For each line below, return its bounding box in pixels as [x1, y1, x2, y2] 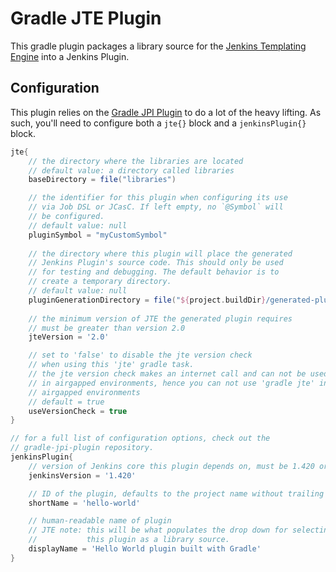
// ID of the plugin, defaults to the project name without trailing [28, 488, 325, 499]
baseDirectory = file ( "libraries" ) [28, 175, 177, 185]
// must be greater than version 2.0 [28, 323, 186, 333]
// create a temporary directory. [28, 277, 172, 287]
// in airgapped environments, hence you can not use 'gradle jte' [28, 378, 315, 388]
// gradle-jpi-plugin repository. [10, 443, 155, 453]
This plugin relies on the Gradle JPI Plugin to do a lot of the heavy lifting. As [10, 106, 322, 118]
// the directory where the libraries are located [28, 156, 244, 166]
